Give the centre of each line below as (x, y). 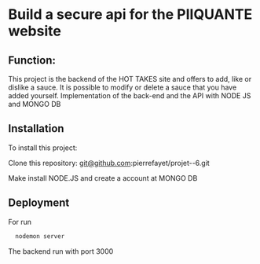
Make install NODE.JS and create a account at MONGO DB (103, 178)
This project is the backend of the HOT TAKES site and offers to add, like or (130, 79)
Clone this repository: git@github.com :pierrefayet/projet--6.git (109, 163)
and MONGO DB (35, 104)
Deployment (39, 203)
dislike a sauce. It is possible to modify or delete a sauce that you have (123, 87)
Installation (36, 128)
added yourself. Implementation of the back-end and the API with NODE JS (130, 95)
